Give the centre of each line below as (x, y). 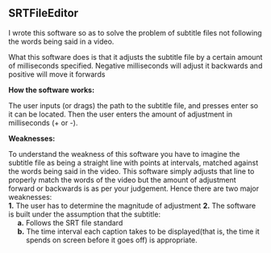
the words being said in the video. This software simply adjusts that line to (131, 171)
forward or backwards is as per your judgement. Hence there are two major (134, 188)
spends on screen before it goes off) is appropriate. (112, 240)
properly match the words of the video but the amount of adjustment (122, 179)
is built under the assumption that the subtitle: (85, 214)
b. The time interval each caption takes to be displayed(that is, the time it (138, 231)
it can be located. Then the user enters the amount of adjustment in (121, 114)
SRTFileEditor (44, 13)
